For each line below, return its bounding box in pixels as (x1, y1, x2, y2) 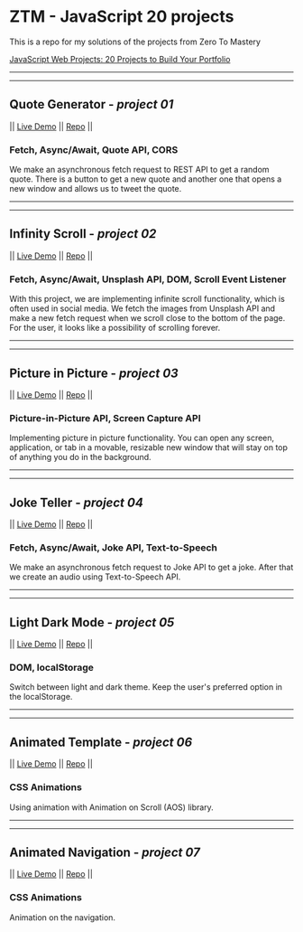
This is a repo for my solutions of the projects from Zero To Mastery (9, 36, 262, 47)
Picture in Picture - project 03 (9, 365, 179, 381)
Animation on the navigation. (9, 911, 115, 923)
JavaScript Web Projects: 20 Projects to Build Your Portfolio (9, 53, 231, 64)
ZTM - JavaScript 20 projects (9, 6, 234, 27)
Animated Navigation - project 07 (9, 844, 200, 860)
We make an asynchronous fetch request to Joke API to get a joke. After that (9, 562, 294, 573)
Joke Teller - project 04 (9, 494, 144, 510)
